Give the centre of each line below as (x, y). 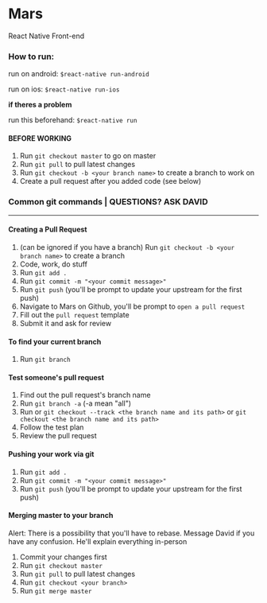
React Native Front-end (46, 36)
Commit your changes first (63, 557)
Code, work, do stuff (53, 264)
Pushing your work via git (51, 453)
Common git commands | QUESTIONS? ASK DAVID (108, 202)
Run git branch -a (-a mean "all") (75, 403)
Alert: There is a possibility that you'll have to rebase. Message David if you (132, 533)
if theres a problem (40, 105)
